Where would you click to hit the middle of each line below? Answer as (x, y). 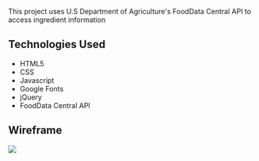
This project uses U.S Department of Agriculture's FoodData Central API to (130, 11)
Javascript (37, 80)
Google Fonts (42, 88)
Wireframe (35, 131)
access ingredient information (57, 20)
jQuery (30, 97)
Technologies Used (57, 45)
